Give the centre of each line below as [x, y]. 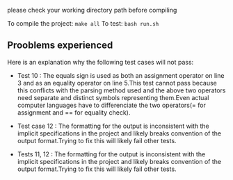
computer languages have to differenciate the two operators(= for [112, 105]
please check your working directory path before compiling [92, 10]
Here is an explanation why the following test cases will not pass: [101, 62]
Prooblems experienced [60, 46]
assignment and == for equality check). [74, 112]
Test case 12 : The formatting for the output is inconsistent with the [113, 126]
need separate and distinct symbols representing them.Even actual [113, 97]
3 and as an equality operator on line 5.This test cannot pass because [117, 83]
